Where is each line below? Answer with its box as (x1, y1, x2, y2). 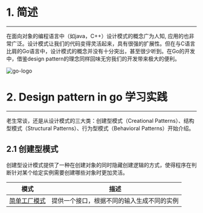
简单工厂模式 (9, 196, 47, 205)
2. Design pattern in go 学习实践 (6, 90, 168, 104)
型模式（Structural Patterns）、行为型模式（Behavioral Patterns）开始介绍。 (6, 125, 195, 132)
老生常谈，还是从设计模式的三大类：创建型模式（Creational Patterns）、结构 (6, 117, 195, 124)
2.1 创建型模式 (6, 144, 59, 154)
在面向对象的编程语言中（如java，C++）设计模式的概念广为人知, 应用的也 (6, 32, 189, 39)
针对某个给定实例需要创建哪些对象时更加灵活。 (11, 169, 128, 176)
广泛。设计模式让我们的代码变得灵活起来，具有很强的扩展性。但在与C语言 (11, 40, 196, 47)
